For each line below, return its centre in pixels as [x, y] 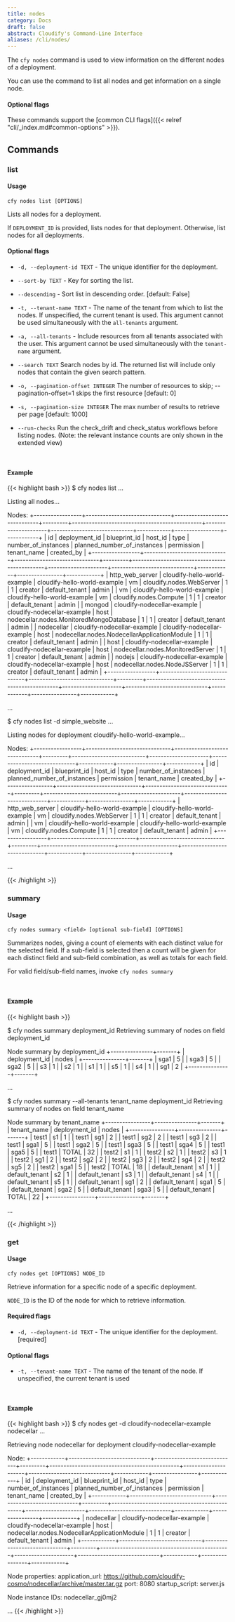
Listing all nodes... [33, 502]
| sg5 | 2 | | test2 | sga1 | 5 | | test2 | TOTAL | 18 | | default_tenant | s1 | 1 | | [114, 1166]
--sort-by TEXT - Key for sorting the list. [75, 281]
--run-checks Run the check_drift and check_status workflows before [117, 428]
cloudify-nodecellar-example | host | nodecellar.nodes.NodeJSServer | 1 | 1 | [117, 665]
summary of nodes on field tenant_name [66, 1108]
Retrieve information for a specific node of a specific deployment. [102, 1287]
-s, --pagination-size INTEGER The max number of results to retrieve [118, 407]
